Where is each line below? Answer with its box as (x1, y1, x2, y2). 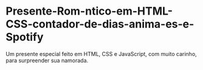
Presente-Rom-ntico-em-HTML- (5, 4, 173, 18)
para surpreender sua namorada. (5, 57, 89, 64)
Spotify (5, 30, 44, 44)
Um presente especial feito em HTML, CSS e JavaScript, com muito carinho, (5, 50, 197, 57)
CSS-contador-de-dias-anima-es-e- (5, 17, 194, 31)
